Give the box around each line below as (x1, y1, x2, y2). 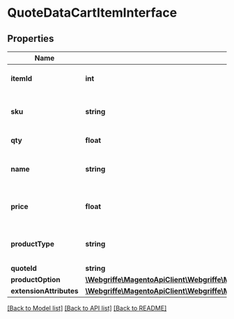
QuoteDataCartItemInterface (7, 5, 178, 21)
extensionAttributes (10, 286, 79, 295)
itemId (10, 74, 33, 83)
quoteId (10, 263, 37, 273)
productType (10, 239, 54, 249)
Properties (7, 33, 54, 45)
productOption (10, 275, 61, 284)
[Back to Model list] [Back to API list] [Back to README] (7, 304, 167, 312)
